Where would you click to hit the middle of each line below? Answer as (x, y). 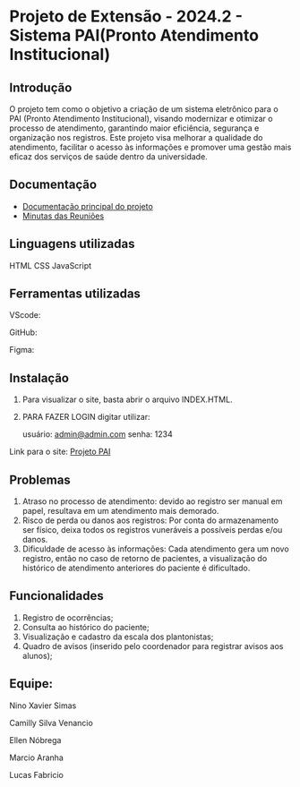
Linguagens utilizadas (73, 244)
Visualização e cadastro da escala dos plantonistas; (118, 637)
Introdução (41, 87)
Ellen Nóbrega (35, 740)
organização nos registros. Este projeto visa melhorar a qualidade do (136, 137)
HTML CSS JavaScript (51, 265)
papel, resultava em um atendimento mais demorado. (120, 511)
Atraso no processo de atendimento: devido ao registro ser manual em (152, 501)
